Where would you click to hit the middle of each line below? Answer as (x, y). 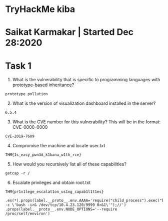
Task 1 (18, 66)
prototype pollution (27, 94)
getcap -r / (17, 173)
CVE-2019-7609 (20, 136)
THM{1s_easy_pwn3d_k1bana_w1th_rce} (43, 155)
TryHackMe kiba (40, 9)
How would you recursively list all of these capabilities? (69, 164)
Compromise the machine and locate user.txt (59, 146)
